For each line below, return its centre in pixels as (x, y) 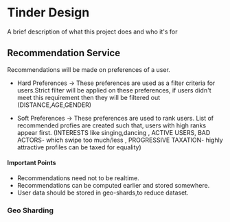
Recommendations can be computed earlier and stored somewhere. (113, 185)
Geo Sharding (30, 210)
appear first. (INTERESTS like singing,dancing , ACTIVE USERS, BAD (114, 132)
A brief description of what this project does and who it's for (92, 32)
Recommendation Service (64, 53)
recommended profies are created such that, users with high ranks (112, 125)
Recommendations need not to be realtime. (78, 178)
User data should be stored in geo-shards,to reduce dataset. (103, 193)
